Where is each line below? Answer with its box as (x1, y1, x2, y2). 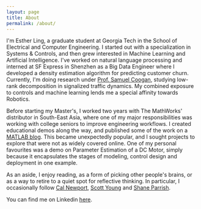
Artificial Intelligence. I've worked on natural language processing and (6, 56, 182, 64)
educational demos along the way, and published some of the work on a (6, 127, 188, 134)
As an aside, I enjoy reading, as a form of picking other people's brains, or (6, 171, 192, 178)
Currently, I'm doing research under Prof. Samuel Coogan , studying (6, 76, 176, 83)
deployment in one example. (6, 159, 78, 167)
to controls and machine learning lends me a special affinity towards (6, 89, 178, 97)
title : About (6, 15, 40, 21)
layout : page (6, 9, 40, 15)
